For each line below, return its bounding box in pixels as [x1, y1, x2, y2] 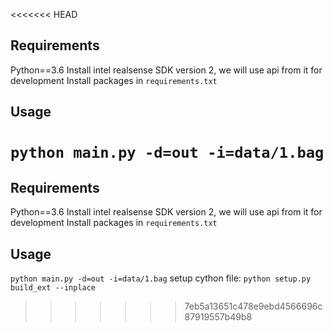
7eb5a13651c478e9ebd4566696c [184, 300, 323, 313]
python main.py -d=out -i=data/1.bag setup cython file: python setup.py [10, 272, 312, 284]
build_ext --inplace [10, 283, 97, 293]
